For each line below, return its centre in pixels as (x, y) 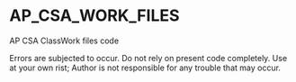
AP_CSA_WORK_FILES (94, 16)
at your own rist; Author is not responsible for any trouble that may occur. (145, 68)
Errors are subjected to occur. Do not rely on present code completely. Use (148, 58)
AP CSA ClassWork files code (64, 41)
